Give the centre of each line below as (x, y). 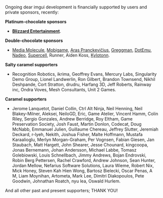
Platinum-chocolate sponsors (36, 22)
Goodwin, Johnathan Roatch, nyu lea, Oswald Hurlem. (66, 181)
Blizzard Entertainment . (36, 31)
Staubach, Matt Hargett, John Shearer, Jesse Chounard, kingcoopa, (80, 145)
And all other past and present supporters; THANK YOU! (62, 190)
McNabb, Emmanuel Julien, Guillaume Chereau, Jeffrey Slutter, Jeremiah (85, 129)
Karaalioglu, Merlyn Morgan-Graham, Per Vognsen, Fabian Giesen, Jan (83, 139)
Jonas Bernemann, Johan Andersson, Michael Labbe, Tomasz (74, 150)
